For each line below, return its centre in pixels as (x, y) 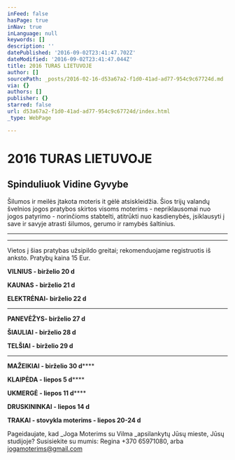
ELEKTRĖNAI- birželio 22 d (47, 298)
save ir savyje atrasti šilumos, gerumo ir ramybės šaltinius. (91, 223)
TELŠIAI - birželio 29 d (40, 346)
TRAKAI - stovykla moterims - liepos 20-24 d (74, 420)
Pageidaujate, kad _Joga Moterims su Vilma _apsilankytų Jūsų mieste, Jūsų (116, 433)
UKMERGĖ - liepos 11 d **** (47, 393)
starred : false (29, 105)
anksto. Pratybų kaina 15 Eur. (49, 258)
